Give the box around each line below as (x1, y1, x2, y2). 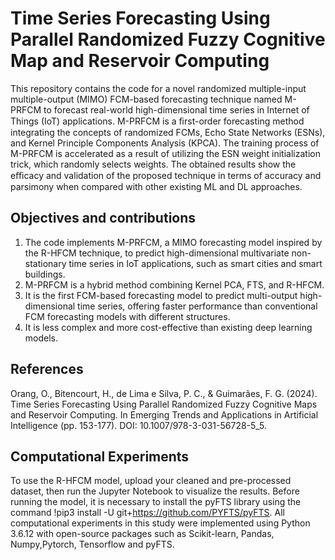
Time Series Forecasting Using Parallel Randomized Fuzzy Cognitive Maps (10, 398, 318, 410)
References (10, 361, 84, 378)
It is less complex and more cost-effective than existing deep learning (24, 321, 313, 333)
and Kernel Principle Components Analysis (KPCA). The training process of (10, 137, 320, 149)
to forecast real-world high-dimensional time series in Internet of (43, 103, 310, 116)
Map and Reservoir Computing (10, 50, 270, 72)
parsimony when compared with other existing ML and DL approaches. (10, 180, 303, 192)
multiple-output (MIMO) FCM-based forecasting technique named (10, 93, 283, 105)
